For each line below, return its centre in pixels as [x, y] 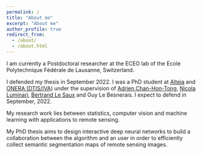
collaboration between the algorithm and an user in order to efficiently [95, 137]
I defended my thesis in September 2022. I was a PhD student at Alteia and [101, 82]
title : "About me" [30, 18]
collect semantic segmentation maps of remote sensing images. [87, 144]
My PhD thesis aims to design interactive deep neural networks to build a [99, 131]
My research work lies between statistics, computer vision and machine [97, 113]
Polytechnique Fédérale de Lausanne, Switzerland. [70, 70]
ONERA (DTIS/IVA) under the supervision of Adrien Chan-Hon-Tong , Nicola [101, 88]
